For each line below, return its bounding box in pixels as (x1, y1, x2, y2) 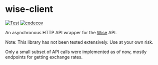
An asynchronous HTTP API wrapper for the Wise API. (5, 29, 117, 35)
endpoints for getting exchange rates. (5, 54, 83, 60)
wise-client (5, 3, 53, 15)
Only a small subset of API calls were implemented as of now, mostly (5, 49, 147, 55)
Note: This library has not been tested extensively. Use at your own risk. (5, 39, 153, 45)
